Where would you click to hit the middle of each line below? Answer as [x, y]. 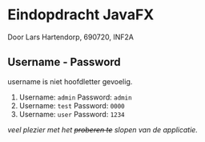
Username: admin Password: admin [76, 97]
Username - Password [64, 62]
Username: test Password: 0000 [72, 105]
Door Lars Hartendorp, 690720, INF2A [70, 37]
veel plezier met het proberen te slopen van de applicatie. [102, 129]
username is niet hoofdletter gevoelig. [70, 81]
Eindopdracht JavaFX [81, 15]
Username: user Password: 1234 [72, 114]
